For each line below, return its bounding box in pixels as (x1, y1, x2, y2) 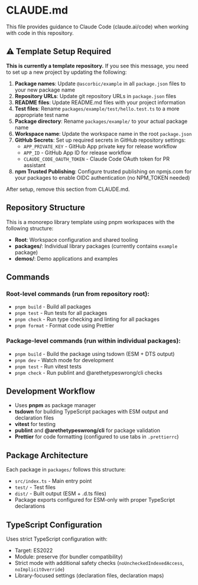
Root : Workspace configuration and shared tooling (14, 236, 138, 243)
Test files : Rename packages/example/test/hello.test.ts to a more (14, 105, 180, 112)
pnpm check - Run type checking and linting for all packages (14, 316, 160, 323)
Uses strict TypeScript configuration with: (6, 535, 108, 542)
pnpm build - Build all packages (14, 303, 92, 310)
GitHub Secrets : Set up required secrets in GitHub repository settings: (14, 136, 186, 144)
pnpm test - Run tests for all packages (14, 310, 108, 317)
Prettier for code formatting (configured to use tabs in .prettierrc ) (14, 433, 179, 440)
